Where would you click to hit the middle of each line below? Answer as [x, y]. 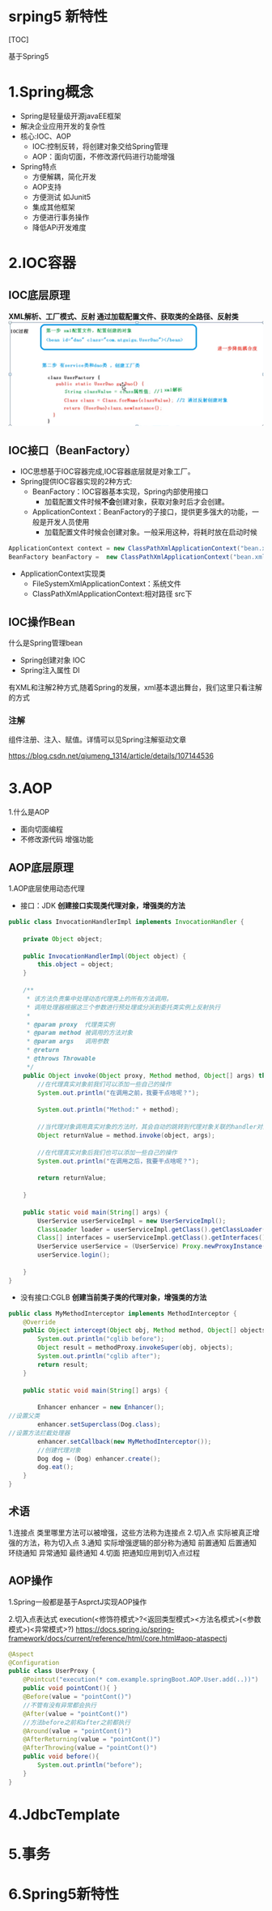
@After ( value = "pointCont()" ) [76, 1713]
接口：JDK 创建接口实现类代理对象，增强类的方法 [103, 906]
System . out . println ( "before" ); [90, 1765]
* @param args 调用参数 [68, 1041]
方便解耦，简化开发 [64, 177]
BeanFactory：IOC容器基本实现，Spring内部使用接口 [120, 492]
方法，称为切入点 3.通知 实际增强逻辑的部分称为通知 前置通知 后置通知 [140, 1543]
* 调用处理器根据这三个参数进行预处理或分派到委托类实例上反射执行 [123, 1007]
